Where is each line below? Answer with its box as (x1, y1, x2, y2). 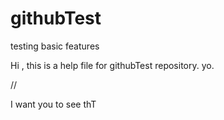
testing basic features (10, 40, 100, 52)
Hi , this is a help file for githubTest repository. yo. (10, 59, 215, 71)
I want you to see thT (10, 98, 97, 110)
